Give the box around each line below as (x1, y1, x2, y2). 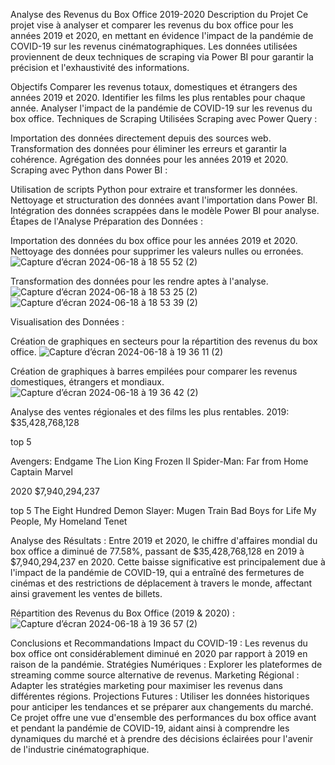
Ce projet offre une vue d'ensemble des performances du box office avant (10, 712, 317, 723)
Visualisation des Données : (10, 316, 125, 328)
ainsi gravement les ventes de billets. (10, 588, 163, 599)
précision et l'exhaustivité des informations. (10, 62, 190, 73)
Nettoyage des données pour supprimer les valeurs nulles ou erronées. (10, 245, 304, 257)
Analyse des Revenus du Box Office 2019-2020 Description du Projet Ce (10, 9, 309, 20)
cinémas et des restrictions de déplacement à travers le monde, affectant (10, 577, 313, 589)
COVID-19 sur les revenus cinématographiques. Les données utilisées (10, 40, 298, 52)
